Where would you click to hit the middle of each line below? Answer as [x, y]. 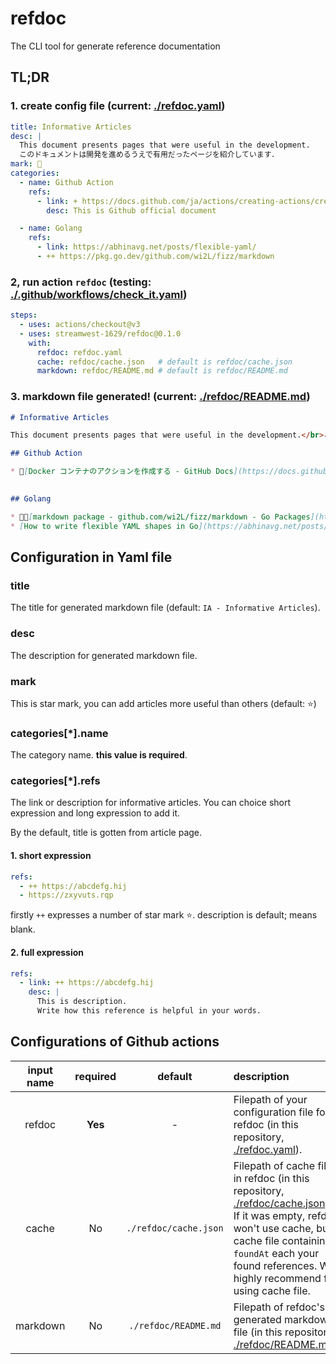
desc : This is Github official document [131, 210]
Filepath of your [270, 1099]
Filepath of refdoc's [279, 1307]
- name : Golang [51, 228]
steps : [24, 315]
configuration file [273, 1112]
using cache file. [272, 1290]
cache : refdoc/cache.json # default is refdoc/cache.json [164, 362]
